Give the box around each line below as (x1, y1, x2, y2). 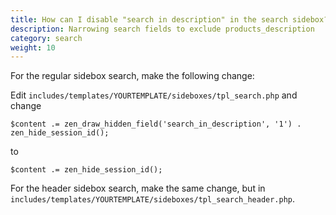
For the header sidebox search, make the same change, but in (10, 182, 266, 195)
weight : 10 (10, 42, 56, 53)
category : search (10, 33, 83, 43)
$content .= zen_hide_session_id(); (10, 165, 163, 175)
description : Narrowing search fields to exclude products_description (10, 24, 315, 34)
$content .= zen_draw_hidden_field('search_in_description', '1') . (10, 119, 302, 130)
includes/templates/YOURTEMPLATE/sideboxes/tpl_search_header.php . (10, 193, 296, 205)
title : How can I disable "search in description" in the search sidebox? (10, 14, 329, 25)
